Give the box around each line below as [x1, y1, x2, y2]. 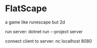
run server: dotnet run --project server [5, 28, 83, 34]
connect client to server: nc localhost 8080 [5, 38, 92, 44]
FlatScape [5, 3, 48, 14]
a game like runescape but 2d [5, 19, 65, 25]
